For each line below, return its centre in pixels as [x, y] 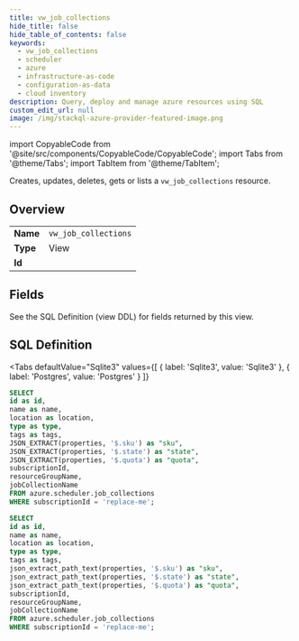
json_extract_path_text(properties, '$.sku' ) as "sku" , [116, 569]
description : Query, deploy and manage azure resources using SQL [136, 102]
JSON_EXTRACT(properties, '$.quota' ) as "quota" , [104, 460]
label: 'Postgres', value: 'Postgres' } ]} [79, 376]
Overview [37, 209]
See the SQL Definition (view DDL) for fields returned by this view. [131, 316]
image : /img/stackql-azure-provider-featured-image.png [116, 118]
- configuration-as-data [64, 85]
